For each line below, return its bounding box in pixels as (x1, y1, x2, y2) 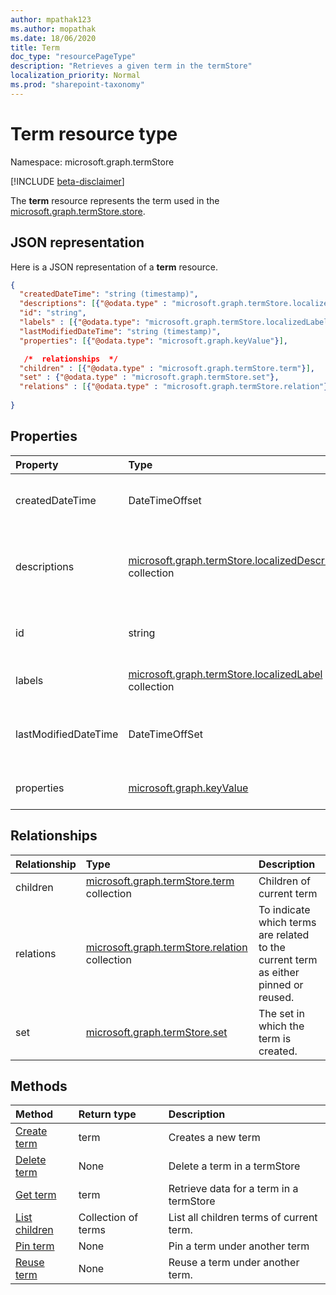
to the (258, 940, 286, 954)
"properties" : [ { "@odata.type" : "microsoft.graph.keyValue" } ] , (19, 336, 288, 346)
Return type (78, 1107, 137, 1121)
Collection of (78, 1211, 139, 1225)
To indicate (258, 902, 311, 916)
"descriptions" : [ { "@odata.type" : (19, 299, 168, 309)
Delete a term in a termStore (168, 1159, 301, 1173)
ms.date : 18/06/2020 (10, 33, 97, 43)
